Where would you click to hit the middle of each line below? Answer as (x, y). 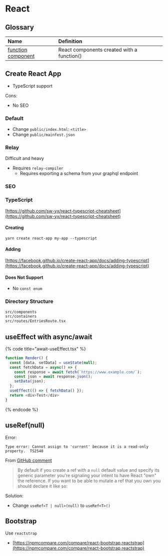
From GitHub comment (29, 460)
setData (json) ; (30, 382)
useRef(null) (25, 425)
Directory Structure (29, 301)
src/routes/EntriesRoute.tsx (35, 321)
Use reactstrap (21, 533)
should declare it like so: (42, 486)
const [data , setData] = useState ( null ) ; (53, 362)
